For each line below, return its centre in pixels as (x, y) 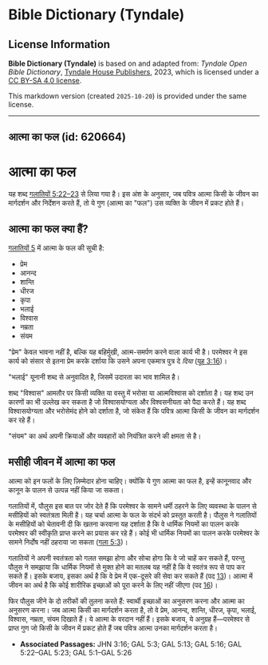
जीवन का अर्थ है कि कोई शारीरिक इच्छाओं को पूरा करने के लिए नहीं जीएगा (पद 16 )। (113, 585)
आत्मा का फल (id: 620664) (67, 137)
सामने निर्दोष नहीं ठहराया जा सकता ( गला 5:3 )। (68, 542)
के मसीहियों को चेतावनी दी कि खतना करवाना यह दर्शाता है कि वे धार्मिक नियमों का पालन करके (124, 524)
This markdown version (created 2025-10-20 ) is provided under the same (128, 96)
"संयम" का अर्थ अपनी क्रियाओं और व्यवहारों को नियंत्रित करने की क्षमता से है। (105, 436)
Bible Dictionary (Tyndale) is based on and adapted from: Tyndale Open (128, 63)
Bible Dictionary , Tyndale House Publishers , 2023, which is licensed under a (134, 72)
